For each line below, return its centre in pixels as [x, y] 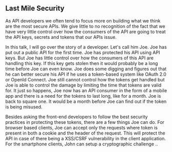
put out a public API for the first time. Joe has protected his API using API [83, 52]
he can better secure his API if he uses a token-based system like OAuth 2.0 [86, 74]
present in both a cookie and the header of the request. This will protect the [85, 133]
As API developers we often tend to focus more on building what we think [83, 20]
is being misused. [24, 106]
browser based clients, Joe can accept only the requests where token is [82, 127]
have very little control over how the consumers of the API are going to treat [85, 31]
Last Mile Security [35, 8]
